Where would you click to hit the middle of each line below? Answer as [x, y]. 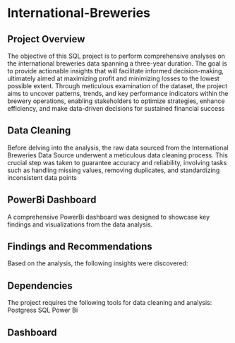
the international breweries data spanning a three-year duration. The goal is [117, 64]
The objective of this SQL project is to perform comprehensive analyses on [116, 56]
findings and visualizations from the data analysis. [80, 224]
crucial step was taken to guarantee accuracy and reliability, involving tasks [117, 162]
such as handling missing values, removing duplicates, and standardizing [114, 170]
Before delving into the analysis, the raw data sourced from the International [118, 148]
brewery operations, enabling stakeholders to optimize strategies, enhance [116, 101]
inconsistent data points [42, 177]
